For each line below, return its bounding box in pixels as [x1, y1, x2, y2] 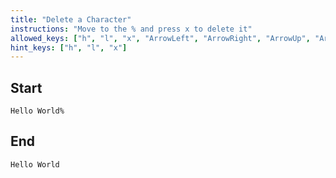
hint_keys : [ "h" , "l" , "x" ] [10, 42, 128, 53]
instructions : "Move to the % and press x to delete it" [10, 24, 253, 34]
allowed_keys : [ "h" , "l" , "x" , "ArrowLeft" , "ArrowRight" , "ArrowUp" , [10, 33, 311, 43]
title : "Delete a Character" [10, 14, 132, 25]
